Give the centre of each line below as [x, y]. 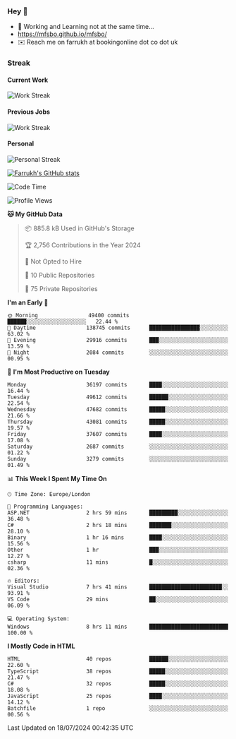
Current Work [28, 80]
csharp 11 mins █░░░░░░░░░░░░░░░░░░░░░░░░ [118, 562]
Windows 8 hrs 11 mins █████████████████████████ [118, 627]
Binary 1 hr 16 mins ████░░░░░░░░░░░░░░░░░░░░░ [118, 537]
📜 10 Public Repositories [60, 275]
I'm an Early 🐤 [28, 302]
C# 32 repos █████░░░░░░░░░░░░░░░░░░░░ [118, 684]
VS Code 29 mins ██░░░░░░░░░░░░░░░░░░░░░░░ [118, 599]
